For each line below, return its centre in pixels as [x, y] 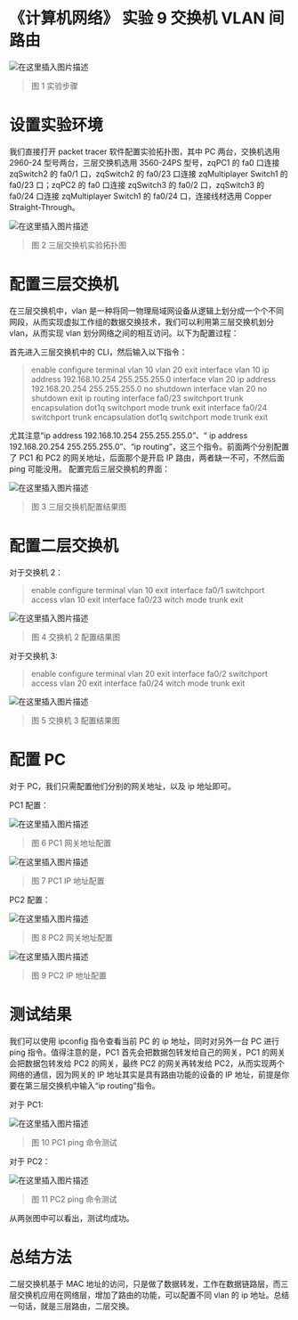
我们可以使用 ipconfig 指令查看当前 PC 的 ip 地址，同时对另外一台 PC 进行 [145, 1041]
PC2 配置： [30, 900]
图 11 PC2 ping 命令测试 [74, 1199]
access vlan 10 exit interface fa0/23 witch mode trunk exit [137, 599]
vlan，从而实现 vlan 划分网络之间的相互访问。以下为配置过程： [124, 333]
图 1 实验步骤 [54, 86]
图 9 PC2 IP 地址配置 [68, 975]
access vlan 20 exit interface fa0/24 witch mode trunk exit [138, 683]
